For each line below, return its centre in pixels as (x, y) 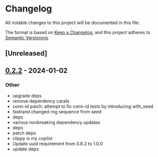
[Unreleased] (26, 53)
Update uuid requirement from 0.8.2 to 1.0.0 (58, 144)
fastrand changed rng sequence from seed (57, 112)
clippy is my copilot (32, 138)
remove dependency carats (41, 101)
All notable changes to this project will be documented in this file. (73, 23)
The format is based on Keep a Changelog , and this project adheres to (78, 32)
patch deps (24, 133)
